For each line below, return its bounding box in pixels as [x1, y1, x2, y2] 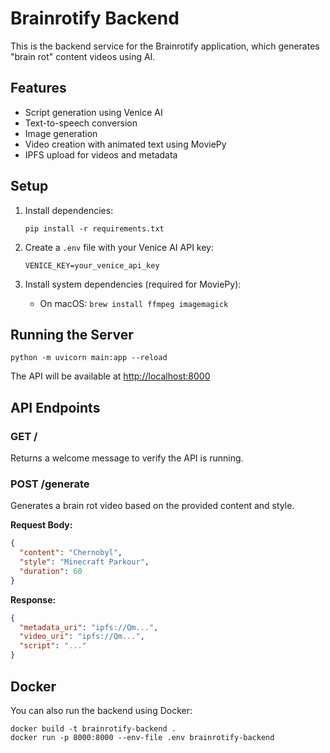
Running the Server [10, 326, 134, 343]
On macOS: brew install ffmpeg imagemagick [39, 297, 229, 309]
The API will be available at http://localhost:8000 [10, 370, 211, 382]
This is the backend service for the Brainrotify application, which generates [10, 40, 320, 52]
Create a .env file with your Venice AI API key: [24, 241, 215, 253]
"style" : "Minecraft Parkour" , [19, 557, 150, 567]
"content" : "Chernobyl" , [19, 548, 123, 558]
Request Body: [10, 519, 73, 531]
